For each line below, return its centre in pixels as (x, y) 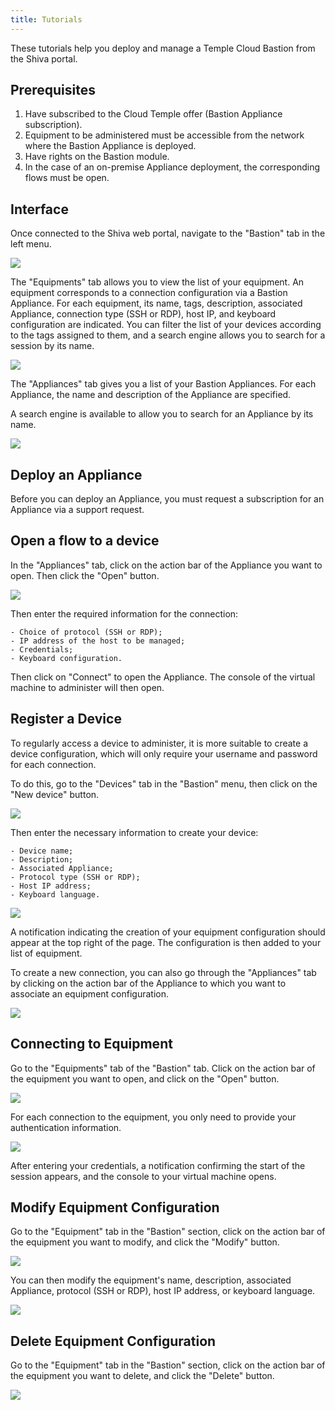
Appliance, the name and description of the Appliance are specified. (151, 395)
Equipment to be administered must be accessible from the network (164, 135)
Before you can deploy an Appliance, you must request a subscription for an (167, 499)
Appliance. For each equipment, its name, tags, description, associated (156, 303)
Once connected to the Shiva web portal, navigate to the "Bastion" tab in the (168, 233)
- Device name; (42, 851)
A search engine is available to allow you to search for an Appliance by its (162, 414)
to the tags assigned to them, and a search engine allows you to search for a (168, 335)
